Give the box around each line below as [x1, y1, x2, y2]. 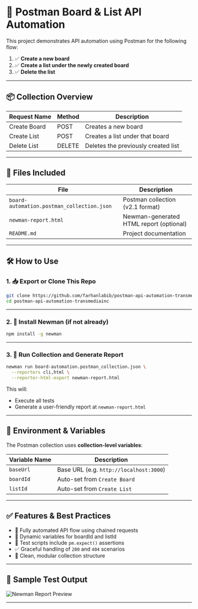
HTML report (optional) [123, 219, 187, 228]
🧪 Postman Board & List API [6, 5, 142, 19]
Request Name [9, 112, 52, 120]
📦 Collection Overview [6, 92, 93, 102]
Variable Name [9, 455, 52, 463]
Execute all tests [14, 397, 55, 404]
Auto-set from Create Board [57, 475, 136, 483]
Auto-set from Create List [57, 485, 132, 493]
